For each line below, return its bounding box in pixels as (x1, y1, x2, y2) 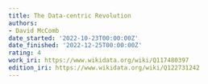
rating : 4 (8, 49, 42, 57)
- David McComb (8, 26, 60, 34)
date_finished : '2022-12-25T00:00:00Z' (8, 42, 143, 50)
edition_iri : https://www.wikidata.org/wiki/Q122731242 (8, 64, 200, 72)
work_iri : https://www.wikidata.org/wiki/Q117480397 (8, 57, 189, 65)
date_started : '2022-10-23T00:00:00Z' (8, 34, 139, 42)
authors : (8, 19, 38, 27)
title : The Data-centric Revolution (8, 11, 131, 20)
